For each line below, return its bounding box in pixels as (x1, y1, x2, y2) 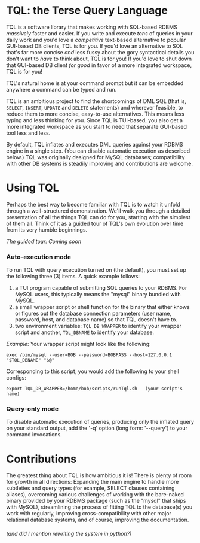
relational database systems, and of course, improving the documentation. (6, 516, 189, 524)
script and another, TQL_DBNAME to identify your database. (14, 329, 154, 336)
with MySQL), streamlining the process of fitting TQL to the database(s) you (6, 503, 193, 511)
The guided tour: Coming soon (6, 238, 82, 245)
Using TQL (6, 181, 59, 195)
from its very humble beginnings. (6, 226, 88, 233)
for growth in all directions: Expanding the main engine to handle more (6, 478, 179, 486)
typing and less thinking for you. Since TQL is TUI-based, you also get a (6, 116, 183, 123)
